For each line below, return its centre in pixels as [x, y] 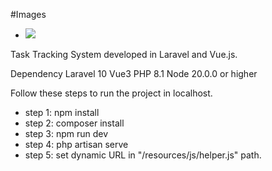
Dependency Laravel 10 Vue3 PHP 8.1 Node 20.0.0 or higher [134, 73]
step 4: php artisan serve [76, 144]
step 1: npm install [62, 112]
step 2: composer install [74, 123]
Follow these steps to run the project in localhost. [111, 93]
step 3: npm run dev [66, 133]
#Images [28, 14]
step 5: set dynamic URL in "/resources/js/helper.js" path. [143, 155]
